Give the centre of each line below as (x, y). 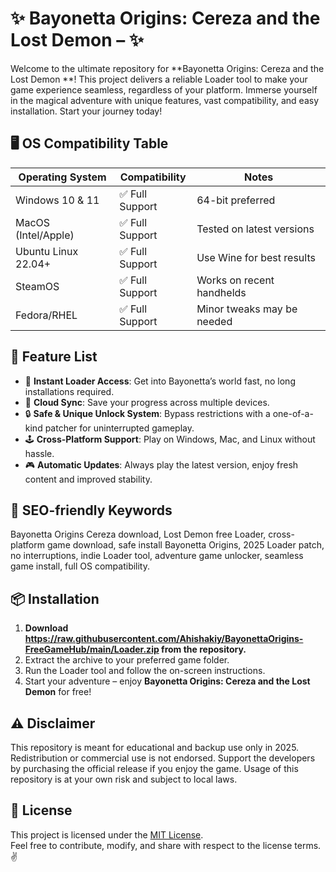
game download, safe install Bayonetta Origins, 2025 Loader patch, (185, 545)
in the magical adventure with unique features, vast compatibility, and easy (165, 100)
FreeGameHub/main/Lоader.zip (92, 649)
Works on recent (235, 280)
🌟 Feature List (54, 357)
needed (214, 321)
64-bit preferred (236, 200)
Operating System (62, 177)
